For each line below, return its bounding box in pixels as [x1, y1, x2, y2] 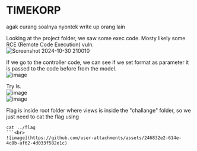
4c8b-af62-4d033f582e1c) [6, 140, 68, 146]
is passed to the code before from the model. [6, 65, 117, 72]
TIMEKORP [6, 4, 61, 17]
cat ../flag [6, 124, 36, 130]
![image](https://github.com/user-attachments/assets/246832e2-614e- [6, 134, 182, 141]
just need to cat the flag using [6, 113, 79, 120]
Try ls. [6, 82, 22, 89]
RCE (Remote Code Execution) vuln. [6, 41, 94, 48]
